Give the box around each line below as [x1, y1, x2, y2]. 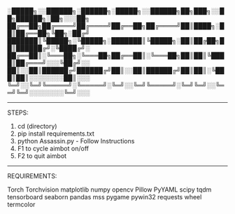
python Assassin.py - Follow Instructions [17, 137, 135, 145]
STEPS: [7, 108, 29, 117]
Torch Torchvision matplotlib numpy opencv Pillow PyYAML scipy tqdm [7, 185, 212, 194]
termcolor [7, 200, 36, 208]
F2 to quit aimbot [17, 152, 67, 160]
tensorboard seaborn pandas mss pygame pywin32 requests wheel [7, 193, 202, 201]
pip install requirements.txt [17, 129, 94, 138]
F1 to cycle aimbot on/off [17, 144, 90, 152]
